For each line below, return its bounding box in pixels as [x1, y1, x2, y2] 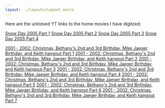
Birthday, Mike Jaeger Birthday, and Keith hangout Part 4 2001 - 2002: [5, 71, 148, 77]
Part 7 [5, 97, 17, 104]
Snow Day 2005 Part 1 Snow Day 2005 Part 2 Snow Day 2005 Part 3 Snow [5, 30, 157, 36]
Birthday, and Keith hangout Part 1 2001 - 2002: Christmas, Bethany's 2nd [5, 50, 156, 56]
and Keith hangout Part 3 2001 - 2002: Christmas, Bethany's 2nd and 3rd [5, 66, 154, 72]
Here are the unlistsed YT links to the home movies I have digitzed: [5, 21, 141, 27]
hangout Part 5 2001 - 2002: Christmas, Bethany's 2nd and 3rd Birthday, [5, 82, 153, 88]
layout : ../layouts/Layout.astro [5, 7, 74, 12]
